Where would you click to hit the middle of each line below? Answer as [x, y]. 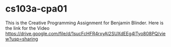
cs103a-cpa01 [36, 9]
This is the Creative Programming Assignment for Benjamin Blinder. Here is [84, 23]
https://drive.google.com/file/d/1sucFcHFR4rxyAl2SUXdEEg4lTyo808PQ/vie [85, 33]
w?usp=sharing [22, 39]
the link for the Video [27, 28]
